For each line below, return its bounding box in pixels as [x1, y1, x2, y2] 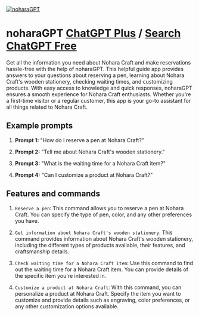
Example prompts [6, 121, 73, 131]
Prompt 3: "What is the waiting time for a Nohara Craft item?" [14, 159, 166, 167]
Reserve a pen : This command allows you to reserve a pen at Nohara [14, 204, 184, 211]
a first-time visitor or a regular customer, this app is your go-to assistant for [6, 97, 191, 104]
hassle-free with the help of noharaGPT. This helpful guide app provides [6, 65, 184, 72]
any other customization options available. [14, 302, 119, 310]
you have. [14, 217, 39, 224]
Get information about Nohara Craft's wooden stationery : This [14, 229, 173, 236]
